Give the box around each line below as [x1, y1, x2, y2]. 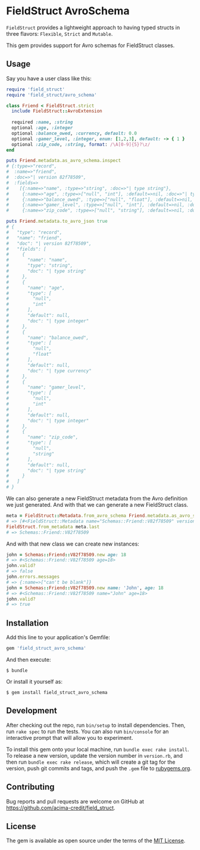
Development [6, 706, 58, 716]
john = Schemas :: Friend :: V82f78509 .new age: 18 [6, 552, 127, 558]
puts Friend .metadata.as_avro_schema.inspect [6, 158, 121, 164]
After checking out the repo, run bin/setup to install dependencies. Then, [6, 721, 186, 728]
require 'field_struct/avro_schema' [6, 92, 97, 98]
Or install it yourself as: [6, 678, 62, 685]
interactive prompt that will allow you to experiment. [6, 734, 133, 741]
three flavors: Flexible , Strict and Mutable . [6, 30, 113, 37]
